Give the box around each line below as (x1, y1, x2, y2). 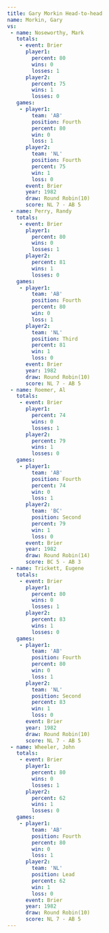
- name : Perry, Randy (10, 208, 72, 215)
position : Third (32, 335, 78, 342)
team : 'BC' (32, 508, 63, 515)
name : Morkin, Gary (7, 16, 63, 23)
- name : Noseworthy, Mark (10, 29, 84, 36)
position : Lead (32, 871, 75, 878)
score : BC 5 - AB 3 (25, 558, 81, 566)
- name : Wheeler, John (10, 744, 75, 751)
